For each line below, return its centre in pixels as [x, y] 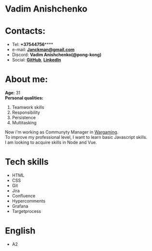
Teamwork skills [28, 107]
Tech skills [27, 162]
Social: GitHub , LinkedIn [36, 60]
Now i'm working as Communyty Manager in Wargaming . [62, 132]
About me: [27, 80]
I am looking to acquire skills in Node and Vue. [51, 142]
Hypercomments [29, 201]
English [20, 231]
